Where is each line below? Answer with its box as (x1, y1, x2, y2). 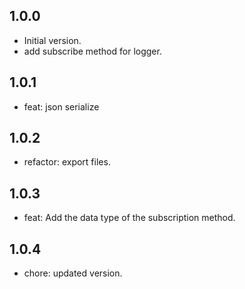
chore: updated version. (23, 267, 123, 279)
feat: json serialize (23, 100, 100, 113)
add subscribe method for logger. (23, 45, 162, 57)
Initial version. (23, 34, 82, 46)
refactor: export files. (23, 156, 111, 168)
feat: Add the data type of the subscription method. (23, 212, 236, 224)
